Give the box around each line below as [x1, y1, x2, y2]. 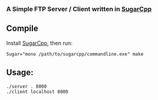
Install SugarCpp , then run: [6, 39, 73, 46]
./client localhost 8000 [6, 89, 68, 95]
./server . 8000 [6, 83, 47, 89]
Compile [6, 23, 38, 34]
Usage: [6, 67, 34, 78]
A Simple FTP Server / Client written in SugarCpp [6, 5, 152, 13]
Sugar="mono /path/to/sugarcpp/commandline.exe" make [6, 51, 144, 57]
